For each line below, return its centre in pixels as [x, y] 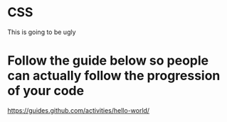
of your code [46, 91]
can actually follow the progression [114, 76]
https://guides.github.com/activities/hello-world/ [79, 110]
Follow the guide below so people [108, 61]
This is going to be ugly [42, 32]
